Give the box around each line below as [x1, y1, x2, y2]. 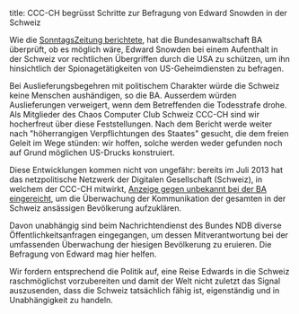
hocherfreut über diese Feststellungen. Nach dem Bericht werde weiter [9, 118, 272, 129]
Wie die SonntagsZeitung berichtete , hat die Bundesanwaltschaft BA [9, 35, 263, 45]
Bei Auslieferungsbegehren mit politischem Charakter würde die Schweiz [9, 81, 280, 91]
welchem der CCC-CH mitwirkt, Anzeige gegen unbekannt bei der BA [9, 184, 268, 194]
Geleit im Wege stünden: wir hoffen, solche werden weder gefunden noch [9, 138, 283, 148]
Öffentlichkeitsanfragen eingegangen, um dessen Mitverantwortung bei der [9, 230, 289, 240]
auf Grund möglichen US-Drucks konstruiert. [9, 147, 175, 158]
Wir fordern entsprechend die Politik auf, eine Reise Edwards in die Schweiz [9, 266, 290, 276]
